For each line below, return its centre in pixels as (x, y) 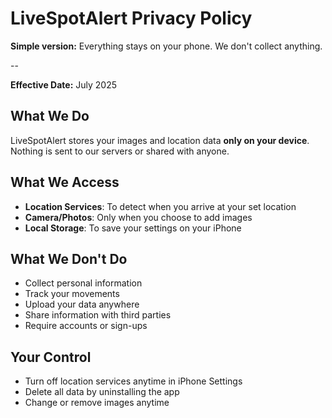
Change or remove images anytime (97, 403)
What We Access (65, 182)
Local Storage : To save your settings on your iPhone (133, 228)
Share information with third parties (98, 315)
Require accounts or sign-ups (86, 326)
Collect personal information (83, 283)
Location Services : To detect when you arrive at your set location (160, 206)
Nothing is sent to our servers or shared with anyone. (120, 151)
